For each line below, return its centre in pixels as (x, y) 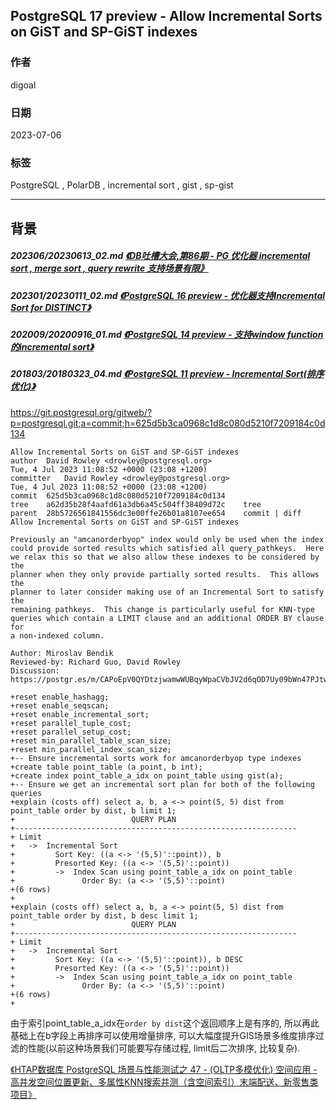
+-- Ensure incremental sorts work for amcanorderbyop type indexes (156, 758)
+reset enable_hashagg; (60, 697)
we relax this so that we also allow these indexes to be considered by (165, 557)
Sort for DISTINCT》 (51, 307)
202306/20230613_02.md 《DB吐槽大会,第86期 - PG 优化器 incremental (160, 256)
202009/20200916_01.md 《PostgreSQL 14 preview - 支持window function (167, 335)
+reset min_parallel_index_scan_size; (91, 749)
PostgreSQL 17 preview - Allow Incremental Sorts (166, 16)
